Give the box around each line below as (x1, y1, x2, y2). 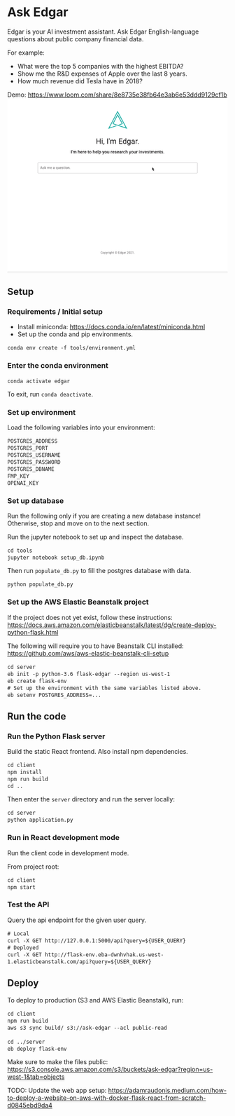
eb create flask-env (7, 677, 68, 684)
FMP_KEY (7, 472, 30, 480)
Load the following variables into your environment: (7, 423, 155, 432)
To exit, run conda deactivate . (7, 390, 94, 398)
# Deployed (7, 944, 39, 951)
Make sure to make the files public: (7, 1057, 108, 1066)
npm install (7, 769, 42, 776)
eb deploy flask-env (7, 1045, 68, 1052)
